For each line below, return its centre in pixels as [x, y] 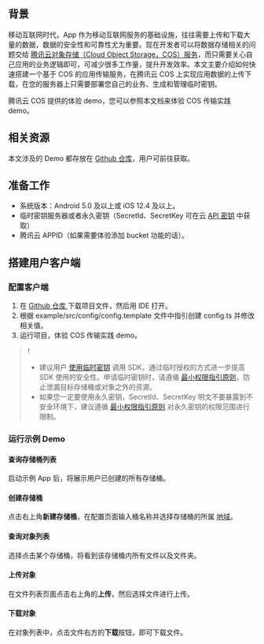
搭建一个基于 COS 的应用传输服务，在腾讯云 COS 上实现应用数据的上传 [130, 74]
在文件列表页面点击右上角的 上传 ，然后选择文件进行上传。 [101, 594]
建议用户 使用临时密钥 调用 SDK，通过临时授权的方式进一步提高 [142, 367]
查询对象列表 [29, 536]
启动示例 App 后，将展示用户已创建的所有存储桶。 [89, 478]
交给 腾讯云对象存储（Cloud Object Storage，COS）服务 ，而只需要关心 [130, 54]
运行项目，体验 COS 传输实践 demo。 [80, 335]
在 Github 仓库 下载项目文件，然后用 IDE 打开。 [96, 306]
